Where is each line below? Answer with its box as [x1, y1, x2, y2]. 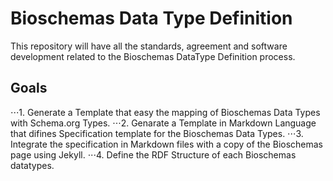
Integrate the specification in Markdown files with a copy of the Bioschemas [10, 138, 324, 150]
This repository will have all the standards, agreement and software [10, 40, 288, 52]
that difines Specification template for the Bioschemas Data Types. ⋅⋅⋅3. [10, 127, 304, 139]
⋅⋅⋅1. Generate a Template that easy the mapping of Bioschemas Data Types [10, 106, 321, 118]
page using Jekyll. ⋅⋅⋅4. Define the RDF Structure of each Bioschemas [10, 148, 297, 161]
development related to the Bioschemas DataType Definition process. [10, 50, 296, 62]
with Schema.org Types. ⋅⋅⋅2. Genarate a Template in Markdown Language [10, 117, 317, 129]
